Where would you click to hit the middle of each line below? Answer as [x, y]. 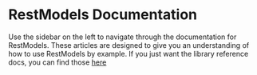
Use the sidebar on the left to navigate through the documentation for [123, 37]
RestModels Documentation [103, 15]
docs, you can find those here [57, 62]
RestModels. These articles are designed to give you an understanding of [129, 45]
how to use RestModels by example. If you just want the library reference [128, 53]
